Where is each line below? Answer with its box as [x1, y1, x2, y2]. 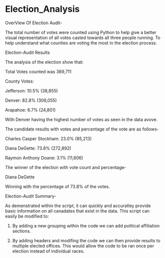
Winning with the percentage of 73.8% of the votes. [5, 183, 110, 189]
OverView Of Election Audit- [5, 20, 63, 26]
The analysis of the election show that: [5, 59, 84, 65]
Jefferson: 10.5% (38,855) [5, 87, 58, 93]
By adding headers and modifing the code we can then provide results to [12, 237, 161, 243]
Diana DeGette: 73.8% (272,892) [5, 145, 71, 151]
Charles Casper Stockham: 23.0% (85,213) [5, 135, 92, 141]
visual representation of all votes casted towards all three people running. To [5, 35, 161, 41]
